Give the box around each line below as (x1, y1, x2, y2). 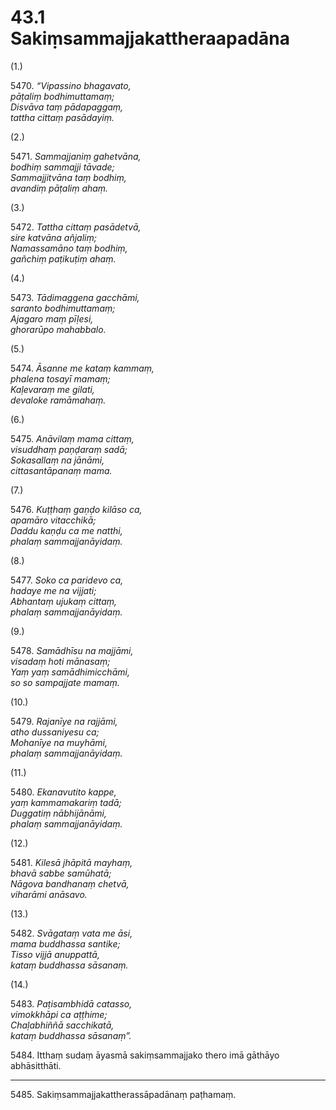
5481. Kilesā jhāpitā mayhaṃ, (10, 856, 133, 868)
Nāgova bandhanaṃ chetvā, (10, 877, 130, 890)
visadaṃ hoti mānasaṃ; (10, 655, 111, 667)
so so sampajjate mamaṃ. (10, 676, 120, 688)
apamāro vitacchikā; (10, 514, 97, 526)
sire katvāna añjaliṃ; (10, 231, 97, 243)
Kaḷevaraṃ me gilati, (10, 383, 95, 395)
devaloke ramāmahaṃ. (10, 394, 107, 406)
